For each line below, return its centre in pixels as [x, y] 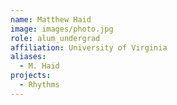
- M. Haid [39, 66]
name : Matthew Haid [51, 19]
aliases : [28, 57]
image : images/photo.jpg [62, 29]
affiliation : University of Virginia [89, 47]
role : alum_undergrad [55, 38]
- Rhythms [39, 85]
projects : [31, 76]
